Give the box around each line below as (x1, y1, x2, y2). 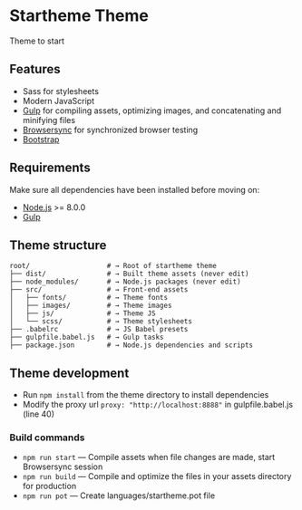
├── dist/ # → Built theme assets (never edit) (9, 269, 249, 279)
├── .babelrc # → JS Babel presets (9, 325, 189, 334)
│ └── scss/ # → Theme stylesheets (9, 317, 193, 326)
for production (22, 481, 77, 492)
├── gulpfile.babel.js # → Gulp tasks (9, 332, 165, 342)
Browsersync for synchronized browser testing (22, 124, 199, 135)
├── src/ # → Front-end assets (9, 285, 189, 294)
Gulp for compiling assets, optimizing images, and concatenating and (22, 105, 282, 116)
